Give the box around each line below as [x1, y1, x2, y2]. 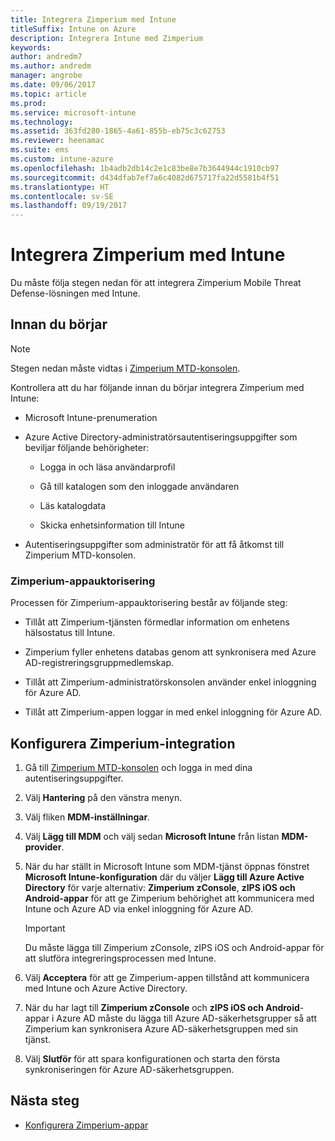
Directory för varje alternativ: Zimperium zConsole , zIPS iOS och [24, 881, 296, 893]
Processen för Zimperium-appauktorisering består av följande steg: [10, 597, 288, 609]
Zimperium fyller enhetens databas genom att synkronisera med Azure [24, 646, 317, 658]
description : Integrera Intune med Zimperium [10, 33, 203, 43]
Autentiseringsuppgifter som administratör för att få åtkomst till [24, 538, 285, 550]
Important [24, 922, 66, 934]
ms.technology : [10, 117, 74, 127]
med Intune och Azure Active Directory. [24, 982, 188, 994]
